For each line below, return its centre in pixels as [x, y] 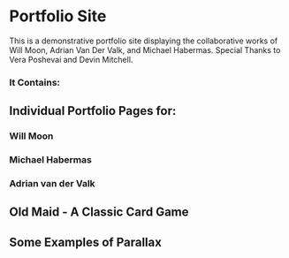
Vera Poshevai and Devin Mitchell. [71, 59]
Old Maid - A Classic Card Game [99, 212]
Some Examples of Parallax [85, 242]
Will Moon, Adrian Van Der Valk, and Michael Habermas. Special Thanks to [145, 49]
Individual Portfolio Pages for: [93, 111]
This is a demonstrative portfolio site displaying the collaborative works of [144, 41]
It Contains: [34, 82]
